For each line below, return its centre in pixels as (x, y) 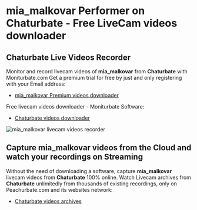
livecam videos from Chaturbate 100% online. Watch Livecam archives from (98, 177)
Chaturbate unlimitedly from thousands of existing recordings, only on (92, 184)
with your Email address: (36, 84)
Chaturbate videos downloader (52, 118)
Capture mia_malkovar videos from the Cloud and (99, 148)
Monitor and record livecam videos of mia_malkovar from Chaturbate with (97, 71)
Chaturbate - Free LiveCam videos (92, 23)
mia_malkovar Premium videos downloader (67, 95)
